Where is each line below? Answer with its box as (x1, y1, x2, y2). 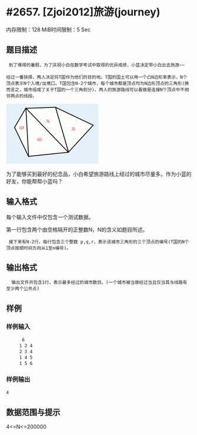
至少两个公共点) (6, 286, 40, 292)
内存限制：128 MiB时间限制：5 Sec (6, 26, 91, 33)
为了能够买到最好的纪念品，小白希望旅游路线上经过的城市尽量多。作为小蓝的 (6, 170, 192, 177)
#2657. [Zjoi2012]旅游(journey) (6, 5, 161, 19)
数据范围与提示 (6, 407, 61, 417)
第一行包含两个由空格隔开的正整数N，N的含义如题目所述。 (6, 226, 148, 233)
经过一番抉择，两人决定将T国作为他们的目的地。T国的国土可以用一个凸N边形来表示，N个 (6, 74, 188, 80)
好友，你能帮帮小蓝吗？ (6, 177, 63, 184)
